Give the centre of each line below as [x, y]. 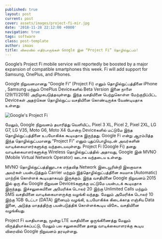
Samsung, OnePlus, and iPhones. [38, 74]
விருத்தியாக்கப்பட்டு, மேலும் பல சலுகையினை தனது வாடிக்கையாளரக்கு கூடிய [74, 225]
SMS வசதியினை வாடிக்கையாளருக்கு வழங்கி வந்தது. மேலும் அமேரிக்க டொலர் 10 [79, 194]
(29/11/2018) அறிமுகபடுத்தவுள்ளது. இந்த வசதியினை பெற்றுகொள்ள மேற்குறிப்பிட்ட [81, 95]
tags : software [20, 37]
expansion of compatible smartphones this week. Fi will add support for [76, 69]
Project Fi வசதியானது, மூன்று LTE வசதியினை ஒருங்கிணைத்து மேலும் [68, 220]
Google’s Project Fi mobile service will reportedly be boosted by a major [77, 64]
